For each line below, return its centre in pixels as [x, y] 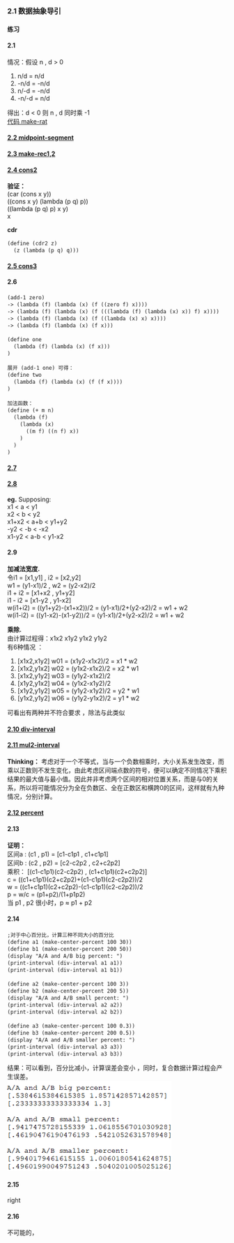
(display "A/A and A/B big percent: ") [65, 956]
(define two [24, 375]
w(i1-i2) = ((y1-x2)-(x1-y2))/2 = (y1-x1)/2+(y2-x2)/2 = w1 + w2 [96, 615]
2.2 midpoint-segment [41, 138]
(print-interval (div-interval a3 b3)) [65, 1054]
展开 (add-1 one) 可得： [41, 368]
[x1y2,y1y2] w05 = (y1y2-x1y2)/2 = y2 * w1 [78, 691]
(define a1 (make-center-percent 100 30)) [70, 942]
